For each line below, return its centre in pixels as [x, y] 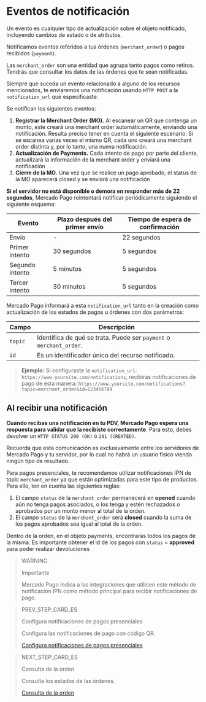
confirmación [159, 227]
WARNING [34, 561]
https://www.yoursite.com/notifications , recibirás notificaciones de [109, 376]
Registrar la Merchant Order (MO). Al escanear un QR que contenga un [106, 120]
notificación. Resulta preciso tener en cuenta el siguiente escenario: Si [104, 133]
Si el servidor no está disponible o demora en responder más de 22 [93, 191]
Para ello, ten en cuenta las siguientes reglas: [63, 486]
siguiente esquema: [31, 204]
